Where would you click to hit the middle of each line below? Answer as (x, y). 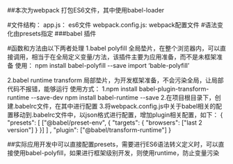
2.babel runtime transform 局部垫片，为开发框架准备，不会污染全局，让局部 (115, 80)
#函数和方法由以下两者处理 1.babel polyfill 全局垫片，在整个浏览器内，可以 (114, 48)
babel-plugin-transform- (174, 89)
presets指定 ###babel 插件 (58, 34)
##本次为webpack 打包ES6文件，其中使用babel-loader (86, 10)
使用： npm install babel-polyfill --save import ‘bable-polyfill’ (102, 65)
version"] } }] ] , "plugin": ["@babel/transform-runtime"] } (89, 130)
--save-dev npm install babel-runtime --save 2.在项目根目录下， (123, 98)
